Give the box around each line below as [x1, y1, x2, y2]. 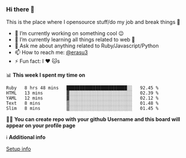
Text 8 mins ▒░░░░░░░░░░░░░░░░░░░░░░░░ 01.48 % [6, 101, 159, 107]
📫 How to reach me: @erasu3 [14, 49, 88, 56]
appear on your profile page [6, 122, 76, 129]
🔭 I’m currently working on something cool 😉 [14, 30, 124, 37]
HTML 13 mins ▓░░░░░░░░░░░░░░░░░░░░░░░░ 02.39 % [6, 90, 159, 96]
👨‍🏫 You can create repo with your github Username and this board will [6, 116, 180, 123]
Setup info [6, 146, 31, 153]
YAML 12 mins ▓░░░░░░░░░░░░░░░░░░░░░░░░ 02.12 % [6, 95, 159, 101]
